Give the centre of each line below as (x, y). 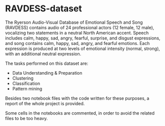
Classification (26, 83)
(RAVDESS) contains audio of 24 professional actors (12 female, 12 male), (80, 27)
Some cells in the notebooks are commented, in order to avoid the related (80, 113)
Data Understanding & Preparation (47, 73)
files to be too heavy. (26, 118)
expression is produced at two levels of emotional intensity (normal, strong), (83, 48)
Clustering (23, 78)
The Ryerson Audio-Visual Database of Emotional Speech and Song (74, 22)
